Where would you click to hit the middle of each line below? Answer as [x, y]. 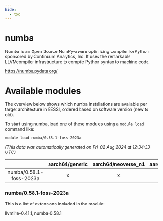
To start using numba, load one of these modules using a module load [74, 124]
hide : [10, 9]
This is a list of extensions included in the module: [55, 204]
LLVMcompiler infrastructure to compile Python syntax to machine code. [78, 62]
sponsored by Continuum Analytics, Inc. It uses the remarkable [68, 57]
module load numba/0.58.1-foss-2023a [43, 138]
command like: [20, 129]
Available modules [43, 91]
